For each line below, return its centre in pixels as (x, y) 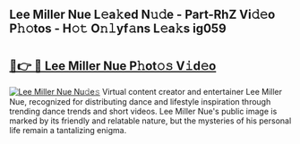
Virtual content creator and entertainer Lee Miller (192, 92)
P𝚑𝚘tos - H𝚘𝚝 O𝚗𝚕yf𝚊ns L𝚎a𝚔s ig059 (118, 29)
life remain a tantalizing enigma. (68, 130)
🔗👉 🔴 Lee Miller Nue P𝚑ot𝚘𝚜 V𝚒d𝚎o (113, 66)
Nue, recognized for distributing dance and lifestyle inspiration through (140, 102)
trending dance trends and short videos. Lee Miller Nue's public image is (143, 111)
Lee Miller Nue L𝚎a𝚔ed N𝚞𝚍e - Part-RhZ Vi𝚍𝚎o (142, 15)
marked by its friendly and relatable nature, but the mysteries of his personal (150, 121)
